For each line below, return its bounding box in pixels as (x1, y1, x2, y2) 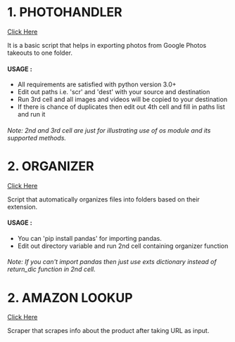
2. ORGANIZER (7, 158, 94, 174)
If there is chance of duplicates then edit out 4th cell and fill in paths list (17, 103, 225, 111)
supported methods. (7, 133, 67, 142)
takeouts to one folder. (7, 48, 72, 57)
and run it (17, 110, 46, 119)
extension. (7, 202, 38, 211)
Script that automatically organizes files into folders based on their (7, 195, 201, 204)
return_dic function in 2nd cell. (7, 265, 96, 274)
